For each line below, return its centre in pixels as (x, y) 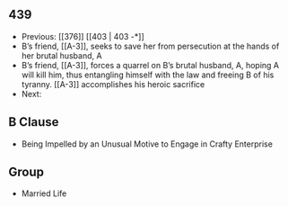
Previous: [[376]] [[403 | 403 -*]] (83, 36)
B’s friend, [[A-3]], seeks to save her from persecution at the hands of (150, 46)
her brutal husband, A (61, 55)
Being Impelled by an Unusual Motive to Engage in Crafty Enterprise (147, 144)
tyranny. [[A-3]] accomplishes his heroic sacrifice (113, 84)
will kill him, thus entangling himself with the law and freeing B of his (148, 75)
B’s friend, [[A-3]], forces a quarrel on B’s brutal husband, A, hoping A (150, 65)
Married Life (44, 193)
